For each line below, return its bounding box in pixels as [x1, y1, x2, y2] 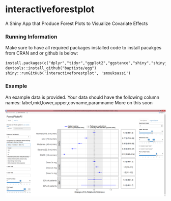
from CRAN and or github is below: [5, 50, 78, 56]
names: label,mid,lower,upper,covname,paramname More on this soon [5, 99, 153, 105]
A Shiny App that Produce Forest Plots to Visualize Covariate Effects [5, 20, 148, 26]
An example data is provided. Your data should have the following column [5, 94, 159, 100]
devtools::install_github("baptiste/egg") [5, 66, 97, 71]
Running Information [5, 33, 58, 40]
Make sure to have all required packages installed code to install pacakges [5, 45, 162, 51]
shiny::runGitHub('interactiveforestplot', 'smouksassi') [5, 71, 131, 76]
